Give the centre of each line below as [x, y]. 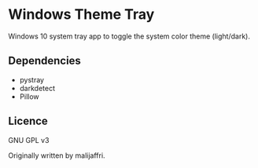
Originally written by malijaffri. [57, 155]
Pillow [29, 97]
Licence [28, 121]
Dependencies [44, 61]
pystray [32, 79]
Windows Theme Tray [81, 15]
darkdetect [37, 88]
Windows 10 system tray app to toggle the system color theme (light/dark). [129, 36]
